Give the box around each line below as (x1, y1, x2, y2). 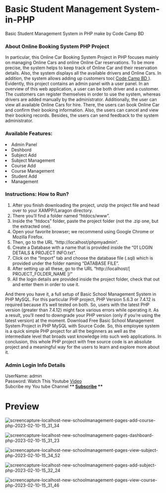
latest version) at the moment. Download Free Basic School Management (5, 317, 154, 323)
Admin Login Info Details (5, 362, 65, 369)
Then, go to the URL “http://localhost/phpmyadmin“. (12, 239, 118, 245)
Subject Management (11, 157, 55, 163)
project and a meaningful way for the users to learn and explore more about (5, 344, 160, 350)
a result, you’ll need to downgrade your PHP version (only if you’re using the (5, 312, 161, 318)
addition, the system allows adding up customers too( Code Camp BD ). (5, 76, 152, 82)
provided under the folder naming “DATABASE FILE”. (12, 260, 119, 266)
